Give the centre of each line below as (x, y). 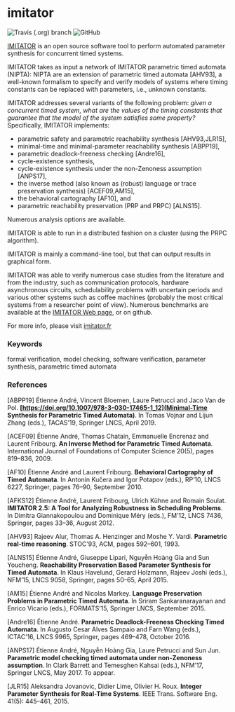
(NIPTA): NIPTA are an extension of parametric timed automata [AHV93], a (115, 74)
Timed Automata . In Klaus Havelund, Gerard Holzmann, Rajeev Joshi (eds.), (117, 572)
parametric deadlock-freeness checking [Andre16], (91, 153)
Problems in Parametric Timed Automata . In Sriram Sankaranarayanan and (116, 601)
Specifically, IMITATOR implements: (59, 125)
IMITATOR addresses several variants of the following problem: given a (110, 102)
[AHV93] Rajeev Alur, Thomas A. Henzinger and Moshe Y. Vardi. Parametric (117, 536)
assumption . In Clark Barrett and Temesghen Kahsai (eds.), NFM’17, (105, 665)
